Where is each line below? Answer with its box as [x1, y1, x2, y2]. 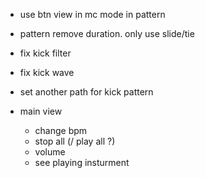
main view [19, 105, 63, 117]
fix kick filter [19, 47, 72, 59]
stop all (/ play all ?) [34, 135, 116, 147]
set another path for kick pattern [19, 86, 154, 98]
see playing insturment [34, 157, 130, 168]
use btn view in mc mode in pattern [19, 9, 166, 20]
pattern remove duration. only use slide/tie [19, 28, 195, 39]
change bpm [34, 125, 88, 136]
